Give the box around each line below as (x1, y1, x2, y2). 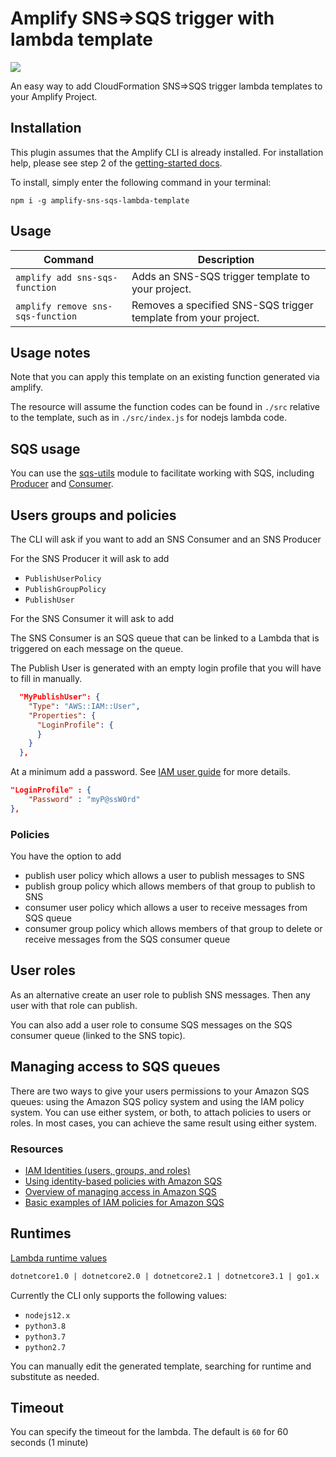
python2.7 (24, 1342, 67, 1352)
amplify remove (15, 300, 88, 312)
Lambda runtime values (10, 1252, 108, 1264)
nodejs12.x (24, 1310, 71, 1321)
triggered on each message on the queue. (10, 643, 184, 654)
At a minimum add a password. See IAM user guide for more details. (10, 766, 291, 778)
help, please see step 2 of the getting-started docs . (10, 157, 223, 169)
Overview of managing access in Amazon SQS (24, 1185, 217, 1197)
